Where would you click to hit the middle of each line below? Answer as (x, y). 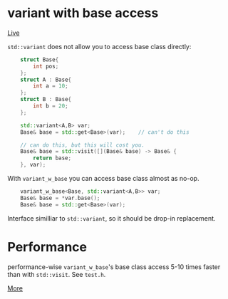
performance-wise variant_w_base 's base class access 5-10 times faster (114, 267)
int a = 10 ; (51, 86)
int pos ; (46, 66)
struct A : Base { (46, 80)
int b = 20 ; (51, 106)
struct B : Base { (46, 100)
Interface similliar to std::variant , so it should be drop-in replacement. (112, 218)
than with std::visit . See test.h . (57, 274)
